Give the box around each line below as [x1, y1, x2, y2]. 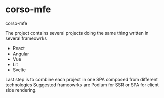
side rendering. [5, 87, 37, 93]
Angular [12, 51, 29, 57]
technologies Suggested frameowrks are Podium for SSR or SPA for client [5, 82, 159, 88]
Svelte [12, 67, 26, 73]
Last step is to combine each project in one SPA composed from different [5, 76, 158, 82]
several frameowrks [5, 35, 47, 41]
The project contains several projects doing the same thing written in [5, 30, 149, 36]
